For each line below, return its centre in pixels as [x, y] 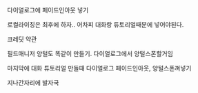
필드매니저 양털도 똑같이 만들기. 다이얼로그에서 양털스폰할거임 [90, 54]
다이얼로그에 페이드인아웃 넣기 [48, 10]
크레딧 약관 [22, 39]
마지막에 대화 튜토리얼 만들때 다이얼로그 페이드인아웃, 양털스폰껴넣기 [99, 68]
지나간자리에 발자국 [33, 83]
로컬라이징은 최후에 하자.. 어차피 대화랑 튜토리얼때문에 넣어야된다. [96, 25]
